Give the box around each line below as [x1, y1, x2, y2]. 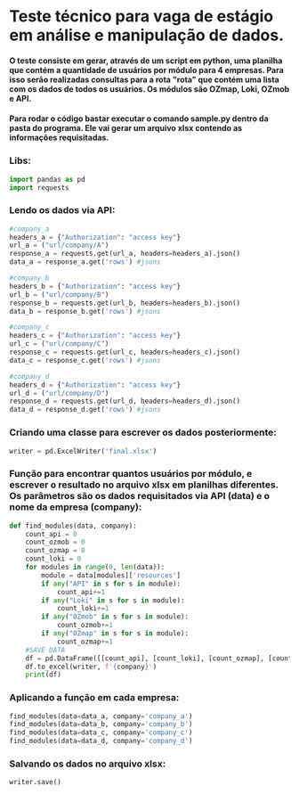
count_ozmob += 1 [56, 621, 114, 630]
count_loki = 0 [25, 554, 82, 563]
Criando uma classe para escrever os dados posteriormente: [9, 426, 278, 438]
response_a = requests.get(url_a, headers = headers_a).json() [9, 250, 241, 258]
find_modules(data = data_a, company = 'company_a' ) [9, 711, 193, 721]
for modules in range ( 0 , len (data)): [25, 563, 166, 572]
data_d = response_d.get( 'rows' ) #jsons [9, 405, 162, 414]
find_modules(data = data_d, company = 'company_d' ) [9, 737, 193, 746]
